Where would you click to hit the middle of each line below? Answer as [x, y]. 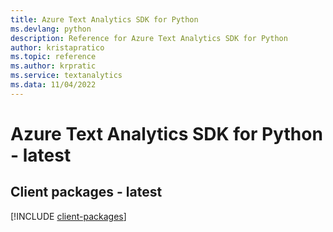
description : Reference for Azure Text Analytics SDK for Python [149, 38]
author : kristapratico [57, 47]
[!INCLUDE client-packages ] [68, 216]
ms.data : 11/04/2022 [53, 85]
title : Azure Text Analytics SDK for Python [104, 19]
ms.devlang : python [51, 29]
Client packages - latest [86, 192]
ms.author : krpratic [53, 66]
